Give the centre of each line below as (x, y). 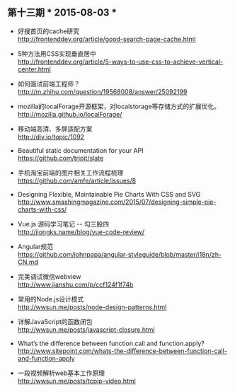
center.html (34, 69)
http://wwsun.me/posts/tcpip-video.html (76, 381)
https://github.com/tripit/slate (61, 158)
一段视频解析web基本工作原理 (61, 373)
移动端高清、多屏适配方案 (55, 129)
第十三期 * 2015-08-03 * (62, 13)
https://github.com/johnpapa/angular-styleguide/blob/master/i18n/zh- (119, 254)
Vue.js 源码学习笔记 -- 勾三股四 (63, 224)
